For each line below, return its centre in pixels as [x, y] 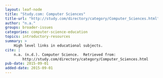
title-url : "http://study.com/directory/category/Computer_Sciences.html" [82, 18]
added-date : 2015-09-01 [29, 68]
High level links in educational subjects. [58, 46]
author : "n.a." [20, 23]
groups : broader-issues [29, 28]
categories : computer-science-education [47, 32]
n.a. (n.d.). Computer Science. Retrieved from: [65, 55]
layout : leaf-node [24, 9]
